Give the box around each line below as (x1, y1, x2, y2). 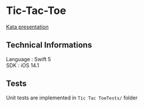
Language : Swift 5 (6, 55, 51, 62)
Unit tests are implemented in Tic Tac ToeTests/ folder (6, 94, 138, 101)
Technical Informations (6, 40, 92, 50)
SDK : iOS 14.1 (6, 62, 40, 69)
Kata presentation (6, 23, 49, 30)
